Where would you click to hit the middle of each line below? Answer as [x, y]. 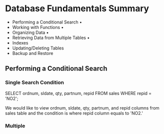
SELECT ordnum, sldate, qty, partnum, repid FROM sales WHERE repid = [78, 93]
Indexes [20, 43]
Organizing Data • [30, 32]
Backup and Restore [33, 53]
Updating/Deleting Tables [38, 48]
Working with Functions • [38, 27]
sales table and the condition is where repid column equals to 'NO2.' [74, 113]
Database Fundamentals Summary [77, 9]
